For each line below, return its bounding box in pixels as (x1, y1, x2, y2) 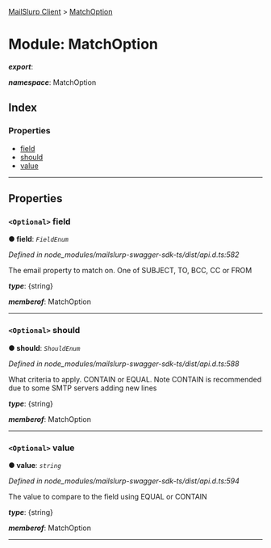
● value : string (8, 460, 62, 470)
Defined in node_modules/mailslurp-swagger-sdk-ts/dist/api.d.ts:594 (8, 476, 240, 486)
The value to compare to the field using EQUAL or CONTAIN (8, 491, 207, 501)
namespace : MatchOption (8, 77, 97, 87)
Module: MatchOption (8, 36, 159, 53)
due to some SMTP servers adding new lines (8, 383, 157, 393)
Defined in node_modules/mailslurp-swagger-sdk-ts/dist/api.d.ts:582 (8, 250, 240, 259)
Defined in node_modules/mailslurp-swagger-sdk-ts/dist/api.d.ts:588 (8, 359, 240, 369)
